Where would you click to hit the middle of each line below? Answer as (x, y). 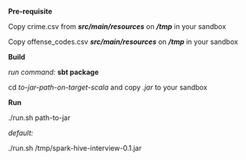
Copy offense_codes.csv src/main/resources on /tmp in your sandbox (123, 42)
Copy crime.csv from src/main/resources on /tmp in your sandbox (117, 26)
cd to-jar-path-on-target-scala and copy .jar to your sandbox (108, 87)
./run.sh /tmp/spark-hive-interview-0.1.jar (75, 148)
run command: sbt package (54, 72)
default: (21, 133)
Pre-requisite (30, 11)
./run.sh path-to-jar (39, 118)
